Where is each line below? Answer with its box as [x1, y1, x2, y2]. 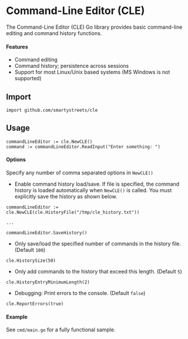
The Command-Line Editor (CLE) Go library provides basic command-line [6, 23, 183, 30]
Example [6, 313, 28, 320]
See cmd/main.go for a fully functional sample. [6, 326, 116, 333]
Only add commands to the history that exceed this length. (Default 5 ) [14, 268, 182, 275]
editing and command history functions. [6, 29, 102, 36]
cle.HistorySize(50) [6, 258, 57, 263]
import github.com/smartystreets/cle [6, 107, 98, 113]
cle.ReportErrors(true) [6, 300, 64, 307]
